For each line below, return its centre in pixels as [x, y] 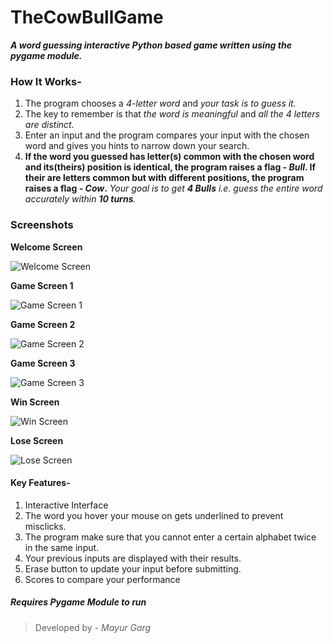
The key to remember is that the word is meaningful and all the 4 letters [172, 114]
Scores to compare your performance [102, 579]
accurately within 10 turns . [80, 199]
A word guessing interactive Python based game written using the [151, 45]
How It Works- [46, 81]
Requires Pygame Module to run [78, 602]
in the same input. [62, 547]
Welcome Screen [46, 247]
